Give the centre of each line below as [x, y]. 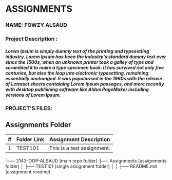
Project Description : [32, 39]
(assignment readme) [28, 172]
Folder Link [30, 139]
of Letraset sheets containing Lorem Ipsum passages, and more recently [85, 84]
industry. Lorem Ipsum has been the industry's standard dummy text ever [86, 57]
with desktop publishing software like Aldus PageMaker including [77, 89]
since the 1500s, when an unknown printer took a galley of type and [80, 62]
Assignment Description [80, 139]
